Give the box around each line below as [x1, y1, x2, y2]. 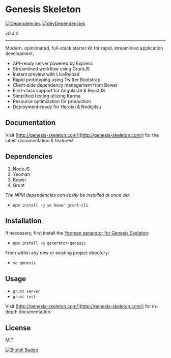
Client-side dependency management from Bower [12, 82, 118, 88]
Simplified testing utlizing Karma [12, 93, 81, 99]
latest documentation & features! [5, 137, 74, 143]
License [5, 323, 31, 332]
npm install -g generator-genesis [12, 241, 86, 246]
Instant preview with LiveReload [12, 71, 80, 77]
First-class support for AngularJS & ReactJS [12, 87, 105, 93]
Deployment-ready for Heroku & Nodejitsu [12, 104, 101, 110]
